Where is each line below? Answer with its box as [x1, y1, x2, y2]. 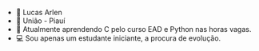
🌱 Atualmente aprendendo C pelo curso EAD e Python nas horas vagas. [15, 25, 252, 33]
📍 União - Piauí [15, 16, 66, 25]
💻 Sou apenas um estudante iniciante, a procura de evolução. [15, 33, 221, 43]
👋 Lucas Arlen [15, 8, 62, 17]
